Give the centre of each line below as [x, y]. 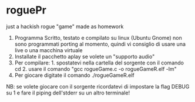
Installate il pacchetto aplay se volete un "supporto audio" [85, 56]
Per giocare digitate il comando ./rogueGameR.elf [74, 75]
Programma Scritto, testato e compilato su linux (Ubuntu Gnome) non [98, 38]
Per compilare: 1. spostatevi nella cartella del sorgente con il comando [99, 63]
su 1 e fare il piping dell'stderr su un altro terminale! [68, 93]
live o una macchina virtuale [48, 50]
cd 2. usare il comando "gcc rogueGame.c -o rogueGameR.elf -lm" [96, 69]
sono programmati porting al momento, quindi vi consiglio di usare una [100, 44]
